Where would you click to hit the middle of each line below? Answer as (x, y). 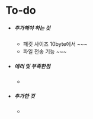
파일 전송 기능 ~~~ (45, 52)
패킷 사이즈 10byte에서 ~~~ (55, 44)
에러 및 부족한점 (32, 66)
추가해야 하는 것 (32, 28)
